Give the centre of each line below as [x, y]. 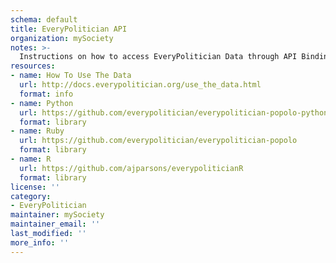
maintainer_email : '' [55, 224]
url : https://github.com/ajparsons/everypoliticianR [131, 168]
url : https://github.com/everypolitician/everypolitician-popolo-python [174, 112]
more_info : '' [40, 242]
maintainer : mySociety [57, 215]
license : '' [35, 187]
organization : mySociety [62, 38]
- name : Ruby [37, 131]
